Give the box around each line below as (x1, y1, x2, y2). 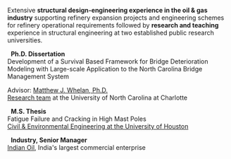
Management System (7, 72, 69, 81)
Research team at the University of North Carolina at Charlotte (7, 93, 188, 102)
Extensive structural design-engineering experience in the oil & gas (7, 6, 208, 14)
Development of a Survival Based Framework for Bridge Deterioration (7, 57, 209, 66)
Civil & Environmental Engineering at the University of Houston (7, 122, 189, 130)
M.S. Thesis (10, 107, 47, 115)
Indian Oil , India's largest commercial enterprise (7, 143, 146, 151)
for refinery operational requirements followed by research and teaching (7, 21, 219, 29)
